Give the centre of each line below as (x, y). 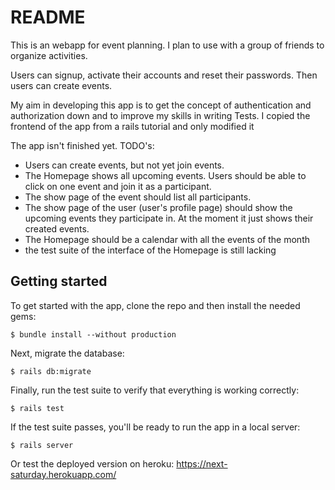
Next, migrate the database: (67, 353)
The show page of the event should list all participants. (138, 197)
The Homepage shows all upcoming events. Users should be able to (165, 175)
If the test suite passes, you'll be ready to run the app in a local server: (155, 427)
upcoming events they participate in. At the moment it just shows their (169, 218)
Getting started (59, 281)
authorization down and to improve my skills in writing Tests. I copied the (160, 115)
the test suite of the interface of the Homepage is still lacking (150, 250)
